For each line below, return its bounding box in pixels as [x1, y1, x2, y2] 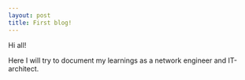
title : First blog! [8, 19, 72, 27]
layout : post [8, 11, 51, 20]
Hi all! [8, 40, 27, 49]
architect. [8, 64, 39, 73]
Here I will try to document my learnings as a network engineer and [8, 56, 227, 65]
